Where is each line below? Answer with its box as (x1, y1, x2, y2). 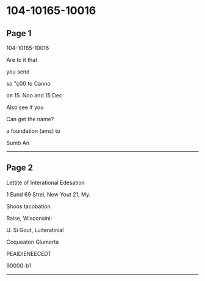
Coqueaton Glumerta (6, 238, 59, 245)
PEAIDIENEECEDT (6, 250, 52, 257)
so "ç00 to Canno (6, 80, 51, 87)
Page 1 (6, 28, 32, 39)
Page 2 (6, 163, 34, 173)
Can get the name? (6, 116, 54, 122)
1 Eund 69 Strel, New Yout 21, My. (6, 190, 91, 198)
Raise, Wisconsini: (6, 214, 52, 222)
